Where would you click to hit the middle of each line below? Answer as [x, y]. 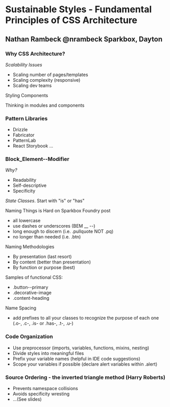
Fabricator [23, 135]
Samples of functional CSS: [34, 277]
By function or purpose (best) [44, 268]
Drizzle [20, 130]
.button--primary [30, 288]
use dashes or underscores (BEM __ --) [54, 226]
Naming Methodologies [30, 247]
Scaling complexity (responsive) [46, 80]
